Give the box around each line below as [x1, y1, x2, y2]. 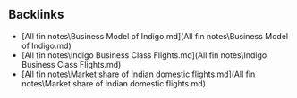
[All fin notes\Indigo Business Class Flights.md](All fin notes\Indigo [21, 49, 267, 61]
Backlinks [8, 7, 64, 22]
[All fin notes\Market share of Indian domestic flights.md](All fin [21, 69, 256, 79]
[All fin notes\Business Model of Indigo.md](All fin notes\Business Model [21, 30, 288, 41]
